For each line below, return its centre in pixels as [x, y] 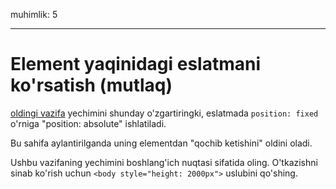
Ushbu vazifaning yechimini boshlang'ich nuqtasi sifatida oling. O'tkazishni [164, 162]
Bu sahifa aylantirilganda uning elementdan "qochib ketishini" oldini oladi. [161, 143]
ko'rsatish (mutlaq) [91, 85]
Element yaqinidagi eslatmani [136, 64]
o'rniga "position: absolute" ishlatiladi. [88, 123]
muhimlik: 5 [34, 14]
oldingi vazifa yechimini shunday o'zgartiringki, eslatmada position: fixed [164, 113]
